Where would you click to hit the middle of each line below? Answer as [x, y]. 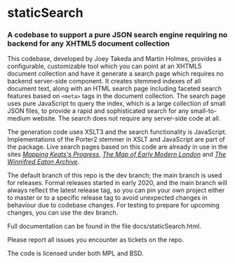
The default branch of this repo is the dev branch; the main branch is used [115, 175]
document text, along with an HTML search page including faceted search [115, 88]
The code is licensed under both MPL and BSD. [75, 253]
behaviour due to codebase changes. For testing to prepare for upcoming [113, 205]
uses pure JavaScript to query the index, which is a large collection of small [116, 104]
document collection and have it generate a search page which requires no [116, 74]
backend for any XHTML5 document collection [88, 43]
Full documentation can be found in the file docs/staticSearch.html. [104, 227]
